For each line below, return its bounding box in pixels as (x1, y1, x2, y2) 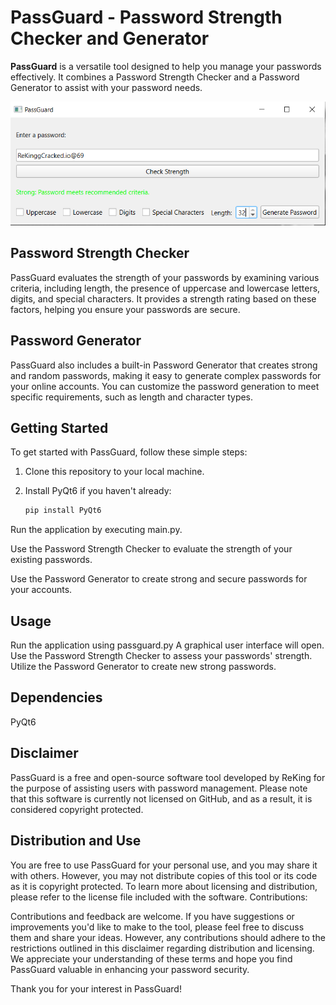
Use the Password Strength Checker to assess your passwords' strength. (10, 650, 313, 662)
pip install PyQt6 (24, 506, 102, 516)
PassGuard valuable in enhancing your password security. (10, 963, 250, 975)
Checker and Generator (10, 27, 210, 50)
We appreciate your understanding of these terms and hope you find (10, 952, 293, 965)
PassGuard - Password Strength (10, 6, 283, 29)
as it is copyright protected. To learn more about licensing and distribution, (10, 880, 318, 892)
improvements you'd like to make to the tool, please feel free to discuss (10, 921, 305, 933)
